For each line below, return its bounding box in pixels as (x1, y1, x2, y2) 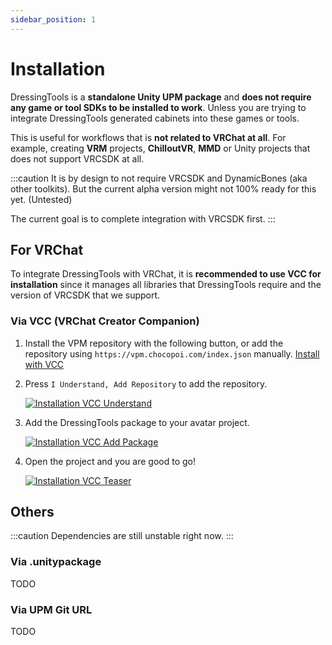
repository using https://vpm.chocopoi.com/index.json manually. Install (24, 347, 320, 360)
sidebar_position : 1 (10, 14, 97, 25)
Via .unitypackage (10, 555, 102, 569)
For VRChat (10, 241, 84, 258)
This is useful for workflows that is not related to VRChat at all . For (10, 131, 287, 143)
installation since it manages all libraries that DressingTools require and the (10, 279, 322, 291)
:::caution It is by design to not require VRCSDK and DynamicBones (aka (10, 172, 308, 184)
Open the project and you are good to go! (24, 455, 196, 467)
